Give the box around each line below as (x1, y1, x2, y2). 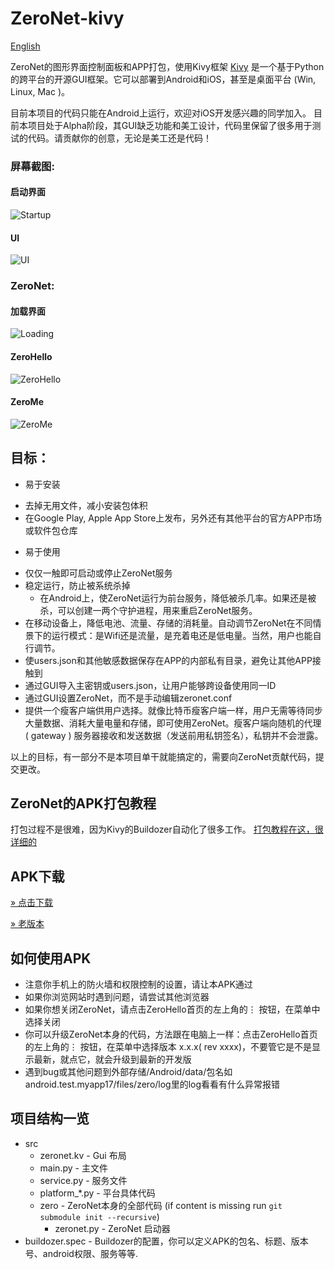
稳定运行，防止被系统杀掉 (24, 579, 131, 591)
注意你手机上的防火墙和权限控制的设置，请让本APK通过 (24, 978, 253, 991)
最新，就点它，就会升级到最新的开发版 (33, 1053, 192, 1066)
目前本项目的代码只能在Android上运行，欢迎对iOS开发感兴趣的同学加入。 (10, 107, 312, 119)
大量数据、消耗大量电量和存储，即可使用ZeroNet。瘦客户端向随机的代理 (24, 717, 322, 729)
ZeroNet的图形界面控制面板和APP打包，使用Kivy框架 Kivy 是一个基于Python (10, 60, 325, 72)
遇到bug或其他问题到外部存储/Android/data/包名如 (24, 1066, 233, 1078)
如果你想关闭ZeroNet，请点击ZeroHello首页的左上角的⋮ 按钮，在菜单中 (24, 1003, 321, 1016)
